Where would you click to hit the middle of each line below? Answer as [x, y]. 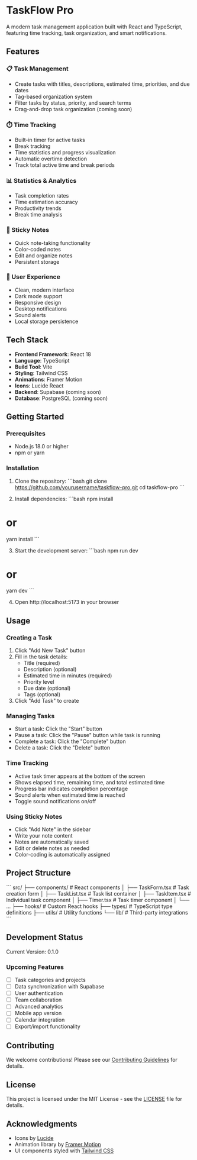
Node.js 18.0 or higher [42, 447]
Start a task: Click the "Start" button [58, 729]
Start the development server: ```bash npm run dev [76, 550]
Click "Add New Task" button [50, 651]
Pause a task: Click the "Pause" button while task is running [88, 735]
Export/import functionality [48, 1026]
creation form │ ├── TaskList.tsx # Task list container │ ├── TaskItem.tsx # [98, 893]
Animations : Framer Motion [49, 379]
